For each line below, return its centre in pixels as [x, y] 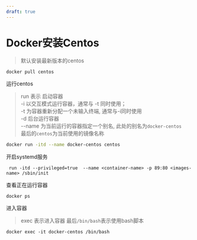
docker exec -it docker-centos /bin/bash [58, 232]
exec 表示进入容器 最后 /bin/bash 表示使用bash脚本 [82, 221]
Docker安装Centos [53, 43]
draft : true [21, 12]
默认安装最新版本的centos [52, 61]
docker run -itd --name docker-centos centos [63, 145]
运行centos [20, 84]
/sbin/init [35, 173]
